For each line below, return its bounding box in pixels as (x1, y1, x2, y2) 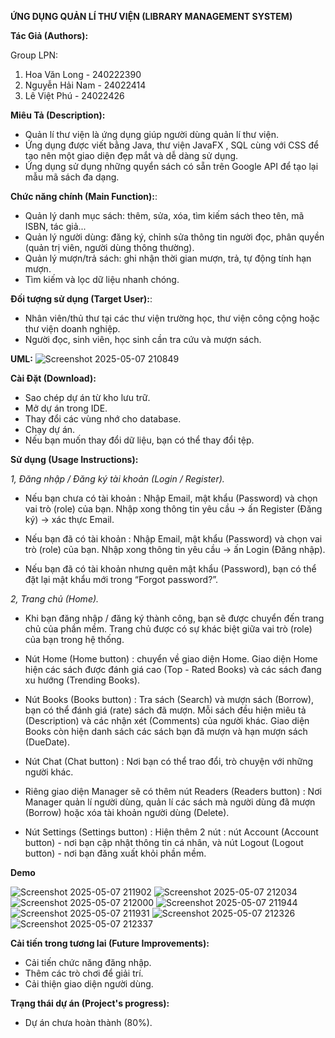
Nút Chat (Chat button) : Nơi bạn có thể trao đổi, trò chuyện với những (24, 756, 314, 767)
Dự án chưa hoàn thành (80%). (24, 1017, 153, 1028)
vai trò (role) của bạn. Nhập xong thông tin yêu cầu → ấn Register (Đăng (24, 503, 323, 515)
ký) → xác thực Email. (24, 514, 115, 525)
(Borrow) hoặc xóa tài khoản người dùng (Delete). (24, 807, 230, 818)
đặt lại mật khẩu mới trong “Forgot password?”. (24, 574, 219, 585)
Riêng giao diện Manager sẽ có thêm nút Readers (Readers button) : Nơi (24, 786, 322, 797)
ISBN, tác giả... (24, 221, 87, 232)
